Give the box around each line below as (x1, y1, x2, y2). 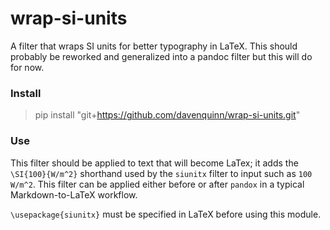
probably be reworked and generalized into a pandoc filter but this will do (10, 50, 313, 62)
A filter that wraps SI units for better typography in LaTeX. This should (10, 40, 298, 52)
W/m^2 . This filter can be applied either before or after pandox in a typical (10, 178, 305, 190)
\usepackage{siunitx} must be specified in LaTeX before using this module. (10, 208, 322, 220)
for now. (10, 61, 45, 73)
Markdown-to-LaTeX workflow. (10, 188, 138, 201)
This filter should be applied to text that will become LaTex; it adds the (10, 157, 299, 169)
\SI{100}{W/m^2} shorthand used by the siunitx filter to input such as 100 (10, 167, 313, 179)
